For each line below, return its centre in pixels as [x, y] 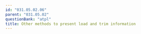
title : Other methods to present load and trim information [71, 24]
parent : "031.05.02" [27, 14]
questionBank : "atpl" [28, 19]
